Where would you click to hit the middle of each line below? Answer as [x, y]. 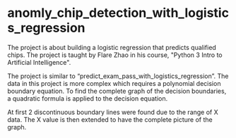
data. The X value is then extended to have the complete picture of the [110, 119]
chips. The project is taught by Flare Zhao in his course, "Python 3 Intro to [115, 55]
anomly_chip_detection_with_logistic [118, 13]
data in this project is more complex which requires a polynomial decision [114, 83]
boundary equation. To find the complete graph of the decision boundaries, [117, 91]
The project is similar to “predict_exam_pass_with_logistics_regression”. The [118, 76]
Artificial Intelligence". [39, 62]
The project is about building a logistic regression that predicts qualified [112, 47]
